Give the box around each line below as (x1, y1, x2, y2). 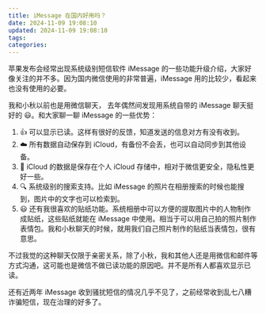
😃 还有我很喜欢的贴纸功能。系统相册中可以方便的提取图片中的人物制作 (19, 204, 252, 214)
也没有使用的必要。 (8, 84, 71, 94)
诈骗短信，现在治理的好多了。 (8, 297, 105, 307)
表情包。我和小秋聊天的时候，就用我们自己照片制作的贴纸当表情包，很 (19, 224, 249, 234)
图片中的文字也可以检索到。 (33, 194, 124, 204)
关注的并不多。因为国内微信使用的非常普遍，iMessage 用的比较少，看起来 (14, 74, 257, 83)
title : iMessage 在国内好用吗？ (8, 11, 107, 20)
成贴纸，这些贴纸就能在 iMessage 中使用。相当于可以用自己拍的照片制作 (19, 214, 257, 224)
